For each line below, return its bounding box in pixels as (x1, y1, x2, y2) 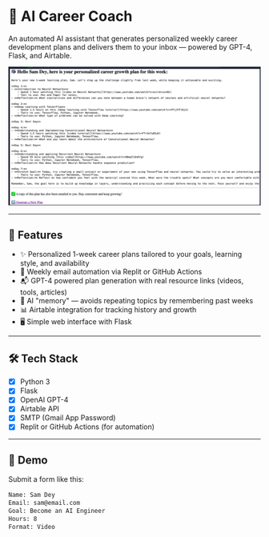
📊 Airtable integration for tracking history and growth (19, 305, 197, 315)
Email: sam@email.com (8, 499, 81, 507)
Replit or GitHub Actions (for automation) (19, 422, 155, 431)
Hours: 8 (8, 515, 38, 523)
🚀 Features (8, 228, 63, 242)
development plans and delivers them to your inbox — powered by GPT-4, (8, 42, 253, 51)
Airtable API (19, 404, 60, 414)
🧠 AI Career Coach (8, 7, 133, 26)
